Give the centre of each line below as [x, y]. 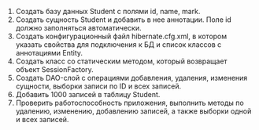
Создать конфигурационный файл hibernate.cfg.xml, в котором [121, 36]
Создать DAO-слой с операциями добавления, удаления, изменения [131, 78]
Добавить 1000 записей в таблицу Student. [88, 94]
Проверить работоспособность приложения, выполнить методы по [129, 103]
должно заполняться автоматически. [78, 28]
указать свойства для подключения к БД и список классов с [118, 45]
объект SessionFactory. [55, 69]
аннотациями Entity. [49, 53]
